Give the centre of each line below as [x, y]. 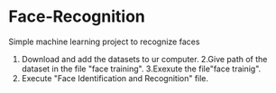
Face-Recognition [77, 17]
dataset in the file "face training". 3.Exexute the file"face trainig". [141, 69]
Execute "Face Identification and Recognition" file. [115, 78]
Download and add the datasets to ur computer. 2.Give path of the [144, 59]
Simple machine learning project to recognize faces [104, 42]
